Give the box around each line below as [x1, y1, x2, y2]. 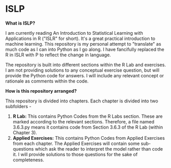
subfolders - [5, 103, 32, 109]
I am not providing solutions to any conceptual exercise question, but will [5, 67, 160, 73]
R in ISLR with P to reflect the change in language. [5, 52, 111, 58]
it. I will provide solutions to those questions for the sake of [12, 151, 138, 157]
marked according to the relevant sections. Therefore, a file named [12, 118, 155, 124]
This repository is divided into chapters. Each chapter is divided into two [5, 98, 158, 104]
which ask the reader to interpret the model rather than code [35, 145, 163, 152]
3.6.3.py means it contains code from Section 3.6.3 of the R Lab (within [12, 124, 163, 130]
